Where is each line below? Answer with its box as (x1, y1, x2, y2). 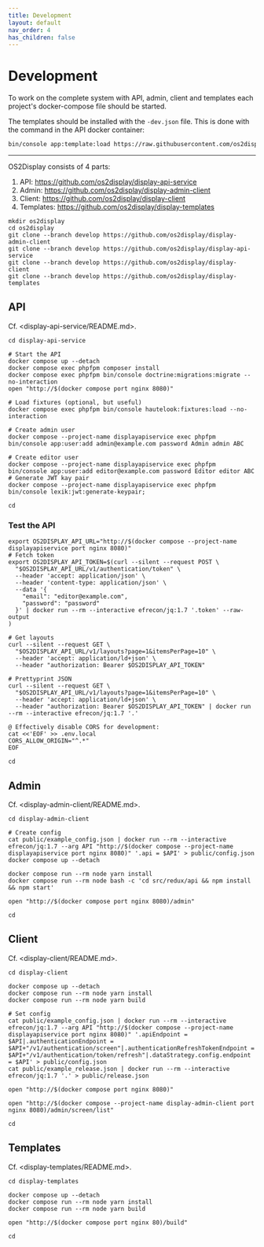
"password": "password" (22, 600, 101, 607)
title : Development (8, 11, 72, 20)
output (8, 614, 30, 622)
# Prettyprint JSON (8, 675, 72, 684)
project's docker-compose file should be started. (8, 101, 167, 111)
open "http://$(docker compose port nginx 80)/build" (8, 1219, 189, 1227)
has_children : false (8, 33, 76, 42)
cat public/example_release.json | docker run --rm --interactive (8, 1065, 230, 1073)
